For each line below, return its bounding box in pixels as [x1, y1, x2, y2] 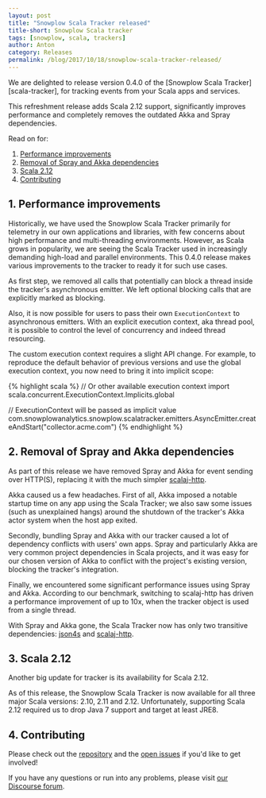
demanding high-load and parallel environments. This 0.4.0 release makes [8, 252, 252, 262]
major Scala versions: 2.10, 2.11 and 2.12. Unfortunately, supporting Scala [8, 696, 245, 707]
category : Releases [8, 48, 73, 56]
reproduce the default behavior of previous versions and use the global [8, 357, 241, 367]
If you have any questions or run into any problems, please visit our [8, 773, 229, 783]
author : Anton [8, 41, 56, 49]
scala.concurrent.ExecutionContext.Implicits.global [8, 390, 175, 399]
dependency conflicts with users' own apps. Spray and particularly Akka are [8, 539, 258, 549]
